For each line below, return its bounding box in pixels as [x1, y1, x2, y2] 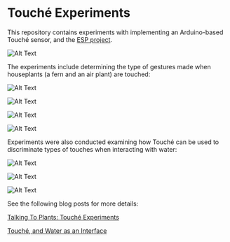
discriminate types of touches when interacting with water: [7, 145, 177, 153]
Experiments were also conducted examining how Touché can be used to [7, 138, 219, 146]
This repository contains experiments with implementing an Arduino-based [7, 28, 224, 36]
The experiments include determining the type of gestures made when [7, 62, 212, 71]
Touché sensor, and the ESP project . [7, 35, 113, 43]
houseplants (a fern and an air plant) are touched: [7, 70, 151, 78]
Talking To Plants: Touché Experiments [7, 213, 119, 221]
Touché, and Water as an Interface [7, 226, 107, 235]
